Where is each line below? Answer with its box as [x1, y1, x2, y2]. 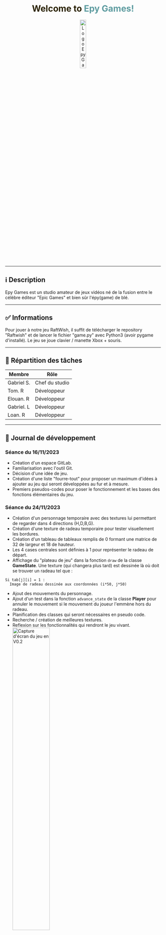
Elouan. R [7, 396, 30, 402]
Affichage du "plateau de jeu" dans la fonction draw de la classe [12, 557, 142, 563]
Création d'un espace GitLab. [12, 460, 73, 466]
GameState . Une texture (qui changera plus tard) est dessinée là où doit [12, 563, 160, 569]
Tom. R [7, 388, 24, 395]
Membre [9, 371, 29, 378]
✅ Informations [5, 314, 53, 322]
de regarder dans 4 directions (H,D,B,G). [12, 521, 95, 527]
